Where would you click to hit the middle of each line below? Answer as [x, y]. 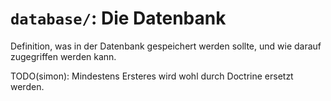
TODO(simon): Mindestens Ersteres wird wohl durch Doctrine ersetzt [152, 76]
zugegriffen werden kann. [63, 56]
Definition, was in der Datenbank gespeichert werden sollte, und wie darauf [166, 46]
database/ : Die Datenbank [118, 18]
